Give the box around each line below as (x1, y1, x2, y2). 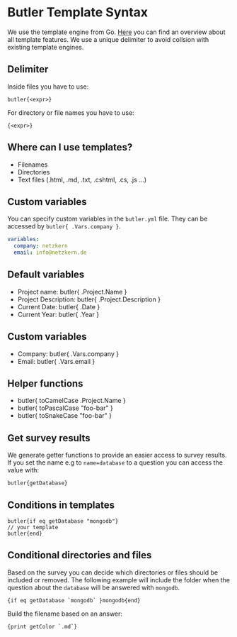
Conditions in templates (7, 499, 115, 511)
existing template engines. (7, 43, 84, 51)
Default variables (7, 269, 85, 281)
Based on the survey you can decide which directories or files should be (7, 568, 218, 577)
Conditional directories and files (7, 549, 152, 561)
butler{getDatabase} (7, 480, 69, 487)
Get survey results (7, 432, 91, 444)
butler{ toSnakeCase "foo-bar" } (17, 411, 112, 420)
